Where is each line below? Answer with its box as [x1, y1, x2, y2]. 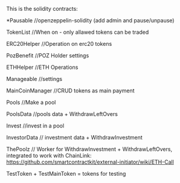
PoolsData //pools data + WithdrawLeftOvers [6, 111, 118, 117]
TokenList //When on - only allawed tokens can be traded [6, 28, 149, 36]
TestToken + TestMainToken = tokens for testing [6, 170, 126, 177]
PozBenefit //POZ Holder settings [6, 52, 89, 59]
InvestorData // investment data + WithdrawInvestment [6, 134, 143, 141]
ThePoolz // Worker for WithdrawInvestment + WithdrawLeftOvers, [6, 146, 173, 153]
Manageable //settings [6, 75, 62, 82]
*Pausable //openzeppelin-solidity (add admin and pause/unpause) [6, 17, 175, 24]
